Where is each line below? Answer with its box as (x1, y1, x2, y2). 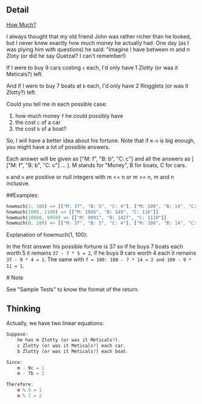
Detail (6, 5, 29, 15)
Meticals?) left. (6, 70, 44, 78)
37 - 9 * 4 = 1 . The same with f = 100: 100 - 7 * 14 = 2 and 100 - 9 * (6, 256, 192, 263)
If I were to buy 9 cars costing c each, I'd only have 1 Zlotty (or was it (6, 64, 178, 71)
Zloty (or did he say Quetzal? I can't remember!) (6, 52, 126, 60)
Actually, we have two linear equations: (6, 320, 104, 327)
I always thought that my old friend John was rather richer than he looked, (6, 33, 192, 40)
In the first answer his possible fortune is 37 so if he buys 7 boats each (6, 243, 183, 250)
